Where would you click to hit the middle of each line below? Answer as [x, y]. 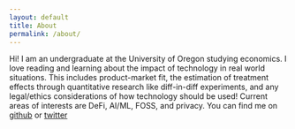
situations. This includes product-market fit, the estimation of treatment [139, 78]
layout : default [39, 17]
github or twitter [38, 115]
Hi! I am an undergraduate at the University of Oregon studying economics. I [148, 59]
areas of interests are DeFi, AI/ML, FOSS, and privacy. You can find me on [144, 106]
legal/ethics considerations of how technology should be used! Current [138, 96]
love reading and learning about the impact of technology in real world [137, 68]
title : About [33, 26]
